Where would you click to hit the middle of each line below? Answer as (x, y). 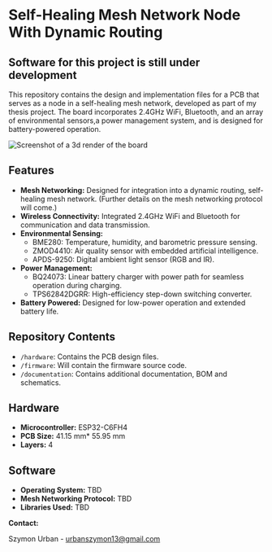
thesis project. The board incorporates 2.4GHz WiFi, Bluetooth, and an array (136, 112)
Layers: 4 (37, 445)
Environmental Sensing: (61, 233)
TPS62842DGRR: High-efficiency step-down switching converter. (142, 294)
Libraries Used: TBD (55, 507)
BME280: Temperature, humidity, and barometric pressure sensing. (145, 242)
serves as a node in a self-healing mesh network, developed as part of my (133, 103)
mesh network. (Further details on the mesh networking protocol (155, 199)
